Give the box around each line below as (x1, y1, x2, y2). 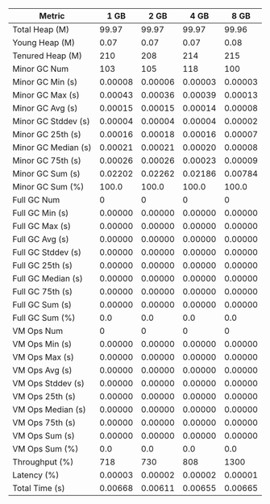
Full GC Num (12, 194, 60, 205)
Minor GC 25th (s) (12, 129, 82, 140)
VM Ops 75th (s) (12, 417, 77, 428)
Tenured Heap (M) (12, 50, 82, 61)
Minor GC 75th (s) (12, 155, 82, 166)
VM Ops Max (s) (12, 352, 74, 362)
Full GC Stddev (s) (12, 247, 82, 257)
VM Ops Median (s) (12, 404, 86, 414)
